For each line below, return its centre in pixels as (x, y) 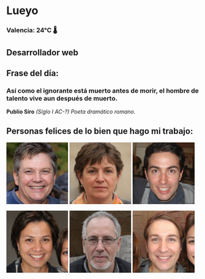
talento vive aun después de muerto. (62, 98)
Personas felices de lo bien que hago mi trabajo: (100, 131)
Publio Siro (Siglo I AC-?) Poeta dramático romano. (71, 112)
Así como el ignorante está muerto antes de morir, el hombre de (102, 91)
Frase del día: (33, 73)
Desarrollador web (42, 52)
